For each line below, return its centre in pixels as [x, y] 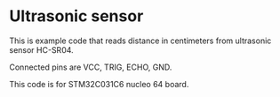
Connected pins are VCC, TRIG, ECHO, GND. [91, 67]
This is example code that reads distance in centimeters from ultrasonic [140, 41]
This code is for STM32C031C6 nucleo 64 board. [99, 84]
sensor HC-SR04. [41, 49]
